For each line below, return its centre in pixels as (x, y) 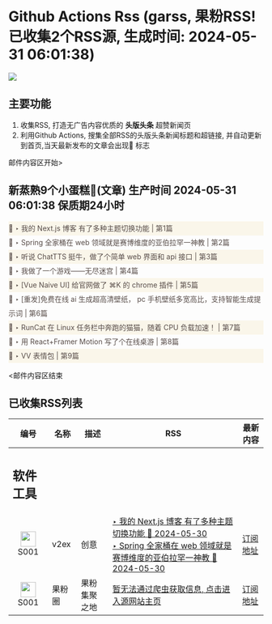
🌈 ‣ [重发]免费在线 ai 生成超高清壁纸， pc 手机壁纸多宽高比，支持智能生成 (131, 299)
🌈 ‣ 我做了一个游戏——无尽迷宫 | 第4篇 (74, 270)
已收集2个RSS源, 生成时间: (97, 37)
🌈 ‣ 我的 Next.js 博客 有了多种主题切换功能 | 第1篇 (91, 228)
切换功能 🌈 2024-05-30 (160, 533)
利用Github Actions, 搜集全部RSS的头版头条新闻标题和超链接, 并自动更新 (140, 135)
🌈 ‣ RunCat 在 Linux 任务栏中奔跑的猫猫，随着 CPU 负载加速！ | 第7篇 (125, 327)
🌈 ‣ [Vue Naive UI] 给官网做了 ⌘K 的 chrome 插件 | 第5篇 (103, 285)
